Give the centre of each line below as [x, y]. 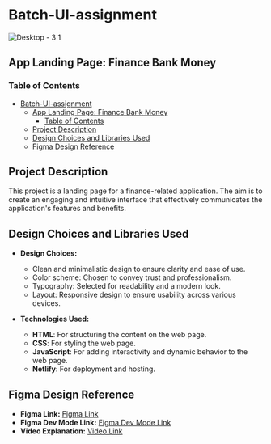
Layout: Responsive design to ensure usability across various [134, 295]
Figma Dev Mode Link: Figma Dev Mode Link [95, 423]
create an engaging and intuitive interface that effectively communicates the [135, 200]
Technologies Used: [55, 319]
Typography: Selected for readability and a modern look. [126, 286]
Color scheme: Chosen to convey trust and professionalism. [132, 277]
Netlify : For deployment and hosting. [94, 369]
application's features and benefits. [68, 209]
